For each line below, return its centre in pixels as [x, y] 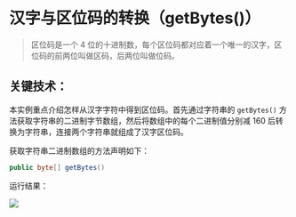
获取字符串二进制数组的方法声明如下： [79, 150]
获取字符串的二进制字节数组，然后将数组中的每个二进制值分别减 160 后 [146, 120]
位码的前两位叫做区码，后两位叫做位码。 [105, 55]
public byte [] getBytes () [57, 167]
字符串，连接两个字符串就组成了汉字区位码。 [106, 132]
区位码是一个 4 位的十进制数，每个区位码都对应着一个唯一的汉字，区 [156, 44]
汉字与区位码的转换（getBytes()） [135, 18]
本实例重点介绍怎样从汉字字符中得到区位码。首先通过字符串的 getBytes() [143, 109]
